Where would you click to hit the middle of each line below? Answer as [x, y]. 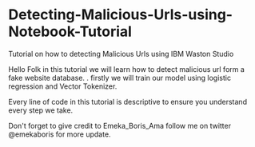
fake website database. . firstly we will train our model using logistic [120, 77]
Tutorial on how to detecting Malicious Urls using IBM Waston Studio [121, 54]
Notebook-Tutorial [70, 32]
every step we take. [41, 110]
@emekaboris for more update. [60, 134]
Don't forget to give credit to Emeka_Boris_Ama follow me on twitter [120, 125]
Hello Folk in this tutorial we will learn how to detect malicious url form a [127, 69]
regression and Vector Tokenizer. [63, 86]
